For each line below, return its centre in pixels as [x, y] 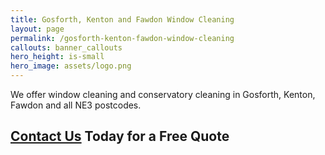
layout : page [37, 29]
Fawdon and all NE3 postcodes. [76, 105]
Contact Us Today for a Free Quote [120, 136]
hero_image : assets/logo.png [71, 66]
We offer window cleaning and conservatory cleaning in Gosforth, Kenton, [163, 94]
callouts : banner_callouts [66, 47]
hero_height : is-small [57, 57]
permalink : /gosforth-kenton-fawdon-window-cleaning [122, 38]
